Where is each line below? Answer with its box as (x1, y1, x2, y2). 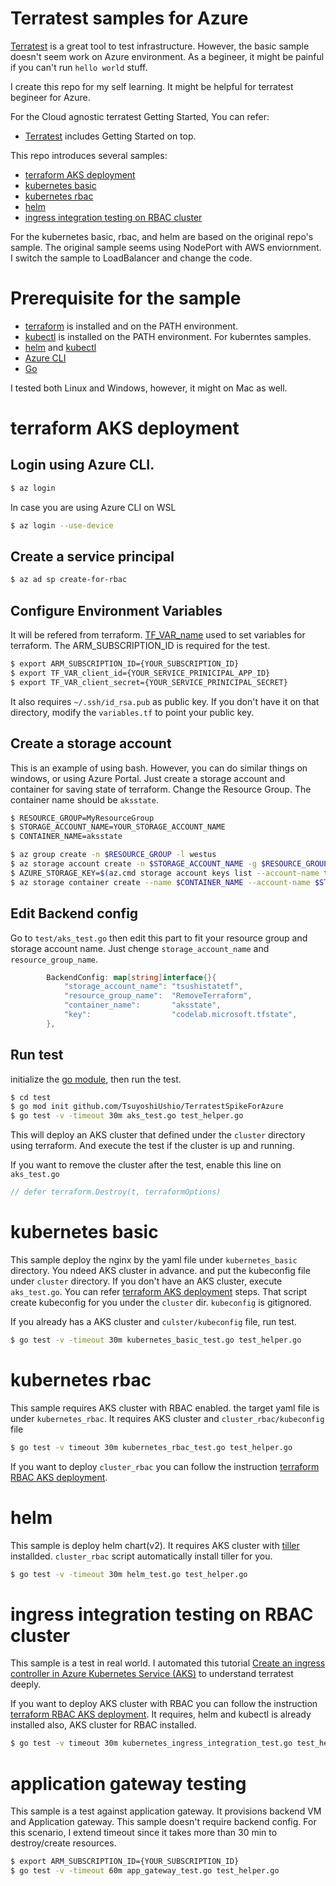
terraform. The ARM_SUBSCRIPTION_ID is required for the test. (10, 640, 271, 652)
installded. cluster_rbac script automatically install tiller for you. (10, 1550, 273, 1562)
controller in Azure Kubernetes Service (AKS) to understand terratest (10, 1668, 294, 1680)
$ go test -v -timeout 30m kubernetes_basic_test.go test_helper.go (10, 1335, 302, 1345)
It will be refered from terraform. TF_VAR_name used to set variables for (10, 629, 306, 641)
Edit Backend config (10, 905, 139, 922)
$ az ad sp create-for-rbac (10, 575, 128, 585)
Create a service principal (10, 548, 175, 566)
